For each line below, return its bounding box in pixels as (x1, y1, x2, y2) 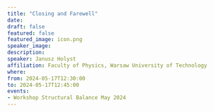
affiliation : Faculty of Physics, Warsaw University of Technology (7, 62, 208, 69)
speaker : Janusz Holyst (7, 56, 77, 63)
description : (7, 49, 45, 56)
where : (7, 68, 26, 75)
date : (7, 17, 23, 24)
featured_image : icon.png (7, 36, 82, 43)
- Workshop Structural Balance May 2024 (7, 95, 127, 102)
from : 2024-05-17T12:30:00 (7, 74, 86, 82)
